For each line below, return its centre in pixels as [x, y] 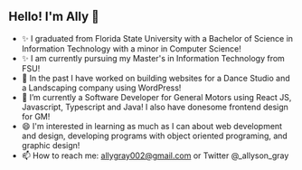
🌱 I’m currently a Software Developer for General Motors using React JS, [156, 97]
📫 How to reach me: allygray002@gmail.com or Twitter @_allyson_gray [155, 156]
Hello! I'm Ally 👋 [54, 17]
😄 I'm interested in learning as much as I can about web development [151, 126]
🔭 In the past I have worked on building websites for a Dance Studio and [156, 78]
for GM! [36, 116]
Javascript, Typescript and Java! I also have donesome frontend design [155, 107]
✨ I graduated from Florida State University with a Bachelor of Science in [157, 38]
